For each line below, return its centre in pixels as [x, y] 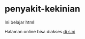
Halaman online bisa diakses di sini [40, 31]
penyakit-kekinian [42, 9]
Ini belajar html [20, 22]
